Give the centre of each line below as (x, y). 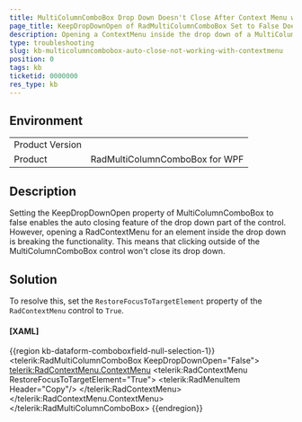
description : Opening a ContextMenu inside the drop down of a (130, 34)
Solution (33, 279)
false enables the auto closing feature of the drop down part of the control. (148, 223)
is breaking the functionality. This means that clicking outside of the (135, 242)
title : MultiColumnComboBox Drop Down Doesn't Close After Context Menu (148, 18)
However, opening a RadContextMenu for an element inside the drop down (147, 232)
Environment (46, 121)
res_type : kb (34, 84)
